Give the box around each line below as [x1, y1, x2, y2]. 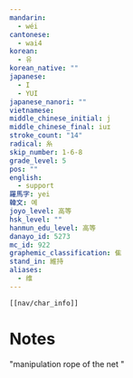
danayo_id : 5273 [9, 232, 71, 241]
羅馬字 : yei [9, 190, 51, 199]
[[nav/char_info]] [9, 298, 79, 307]
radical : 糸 [9, 139, 53, 148]
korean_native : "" [9, 64, 79, 73]
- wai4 [17, 38, 43, 48]
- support [17, 182, 54, 191]
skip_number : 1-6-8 [9, 147, 83, 156]
